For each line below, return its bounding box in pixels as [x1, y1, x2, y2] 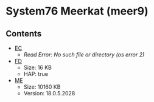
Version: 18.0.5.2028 [23, 90, 75, 97]
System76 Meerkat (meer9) [5, 4, 149, 18]
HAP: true [23, 70, 48, 77]
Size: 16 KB [23, 64, 52, 71]
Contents [5, 29, 42, 39]
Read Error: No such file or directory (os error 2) [23, 51, 145, 58]
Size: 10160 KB [23, 83, 61, 90]
